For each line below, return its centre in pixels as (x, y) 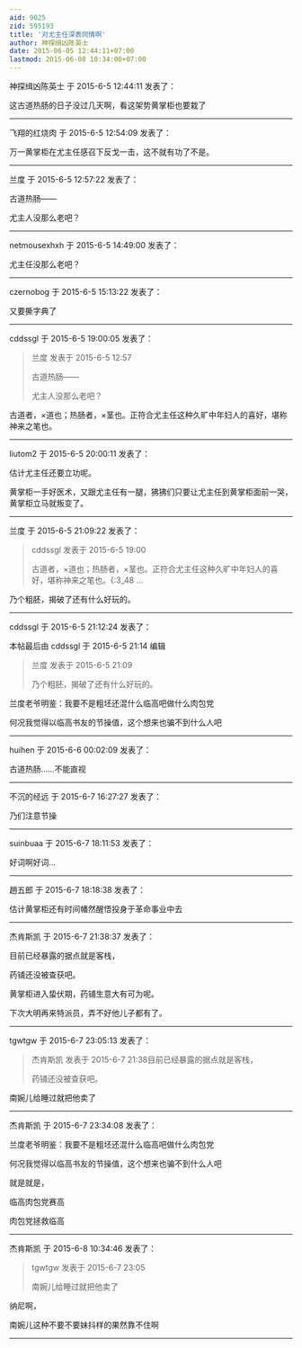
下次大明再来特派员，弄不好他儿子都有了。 (88, 1013)
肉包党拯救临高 (37, 1221)
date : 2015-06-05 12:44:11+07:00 (72, 51)
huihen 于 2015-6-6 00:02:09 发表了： (80, 750)
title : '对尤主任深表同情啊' (58, 34)
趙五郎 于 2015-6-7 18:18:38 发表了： (78, 890)
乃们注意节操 (33, 816)
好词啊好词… (33, 862)
